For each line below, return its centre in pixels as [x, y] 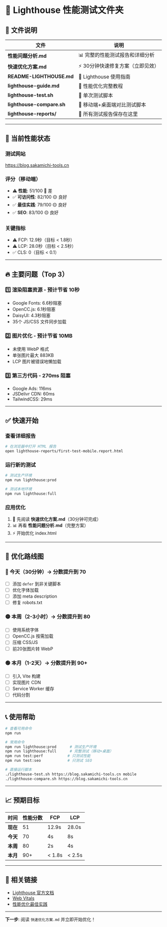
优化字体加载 [25, 590]
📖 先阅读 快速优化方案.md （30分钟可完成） [57, 519]
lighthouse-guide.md [34, 86]
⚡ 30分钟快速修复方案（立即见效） [119, 66]
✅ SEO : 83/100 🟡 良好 [35, 212]
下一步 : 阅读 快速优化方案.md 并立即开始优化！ [50, 920]
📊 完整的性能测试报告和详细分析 [117, 55]
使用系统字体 [25, 630]
